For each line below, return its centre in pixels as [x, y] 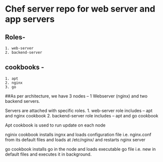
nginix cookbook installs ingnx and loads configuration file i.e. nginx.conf [78, 134]
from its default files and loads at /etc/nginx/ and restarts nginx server [75, 140]
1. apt [12, 79]
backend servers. [23, 101]
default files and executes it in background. [48, 154]
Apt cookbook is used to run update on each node [55, 125]
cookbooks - [25, 67]
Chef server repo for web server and [80, 9]
